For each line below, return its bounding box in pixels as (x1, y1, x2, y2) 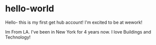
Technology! (5, 34, 31, 40)
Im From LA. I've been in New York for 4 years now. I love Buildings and (5, 29, 152, 35)
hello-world (5, 3, 55, 14)
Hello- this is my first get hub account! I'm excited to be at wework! (5, 19, 143, 25)
